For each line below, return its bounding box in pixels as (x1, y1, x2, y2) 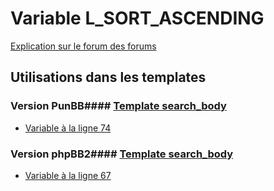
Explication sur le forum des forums (10, 40, 157, 52)
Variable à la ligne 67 (24, 169, 112, 181)
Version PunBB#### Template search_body (10, 99, 227, 113)
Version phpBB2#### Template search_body (10, 147, 234, 161)
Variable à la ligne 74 (24, 122, 112, 134)
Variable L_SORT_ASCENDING (10, 7, 265, 30)
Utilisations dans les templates (10, 69, 207, 86)
